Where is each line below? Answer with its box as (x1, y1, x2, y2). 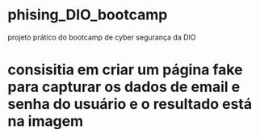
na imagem (7, 112, 84, 131)
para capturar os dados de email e (7, 78, 241, 96)
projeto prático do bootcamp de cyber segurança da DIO (7, 32, 196, 42)
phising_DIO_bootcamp (7, 6, 168, 24)
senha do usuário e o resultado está (7, 95, 253, 114)
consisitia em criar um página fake (7, 61, 243, 79)
